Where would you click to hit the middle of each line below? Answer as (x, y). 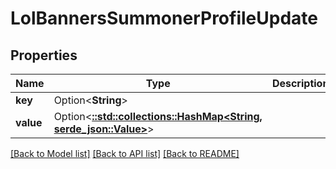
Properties (44, 55)
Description (300, 83)
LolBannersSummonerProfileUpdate (164, 18)
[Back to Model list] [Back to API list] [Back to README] (125, 153)
